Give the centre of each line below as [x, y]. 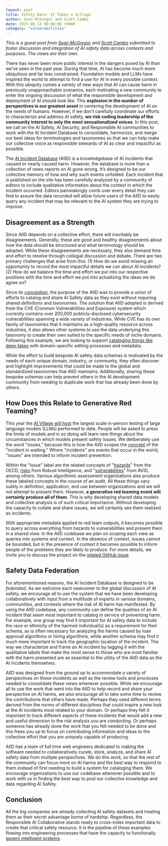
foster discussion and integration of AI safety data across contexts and [79, 48]
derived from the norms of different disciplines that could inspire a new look [84, 705]
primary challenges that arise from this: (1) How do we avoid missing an [79, 261]
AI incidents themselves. [31, 663]
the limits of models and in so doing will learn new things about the [74, 434]
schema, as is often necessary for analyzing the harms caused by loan [78, 631]
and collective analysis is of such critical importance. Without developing [81, 502]
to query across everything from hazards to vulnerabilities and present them [84, 528]
